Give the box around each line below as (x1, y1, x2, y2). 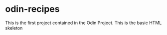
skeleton (5, 25, 23, 31)
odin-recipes (5, 3, 60, 15)
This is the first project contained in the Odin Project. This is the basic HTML (5, 20, 162, 26)
